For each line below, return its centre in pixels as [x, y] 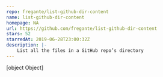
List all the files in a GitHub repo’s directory [81, 51]
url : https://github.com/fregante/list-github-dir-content [82, 28]
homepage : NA [23, 23]
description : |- [26, 45]
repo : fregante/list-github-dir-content [58, 12]
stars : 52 [19, 34]
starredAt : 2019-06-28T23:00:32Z [48, 39]
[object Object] [25, 67]
